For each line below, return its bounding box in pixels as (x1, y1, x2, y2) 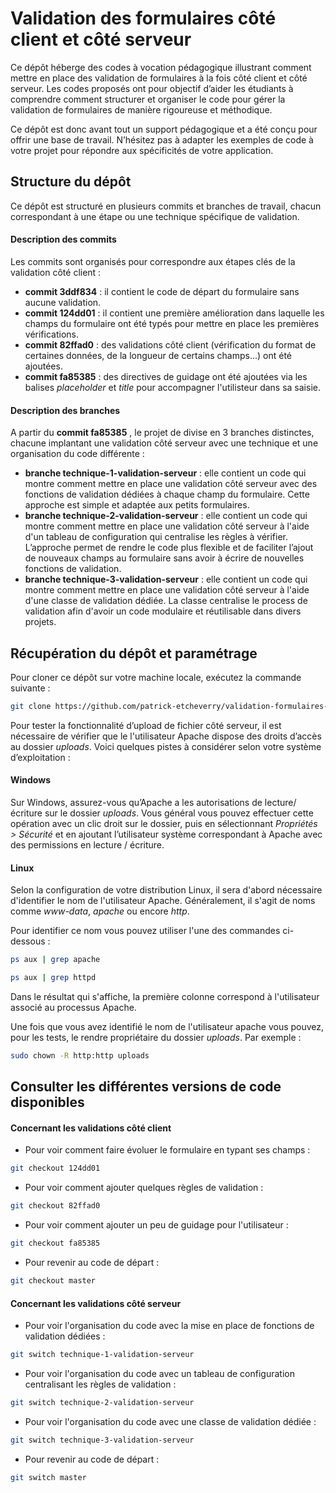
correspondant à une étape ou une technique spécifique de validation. (10, 210, 300, 222)
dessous (10, 935, 46, 947)
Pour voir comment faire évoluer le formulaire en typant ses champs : (24, 1144, 311, 1156)
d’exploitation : (10, 751, 71, 763)
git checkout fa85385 (10, 1238, 101, 1249)
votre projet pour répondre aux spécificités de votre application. (10, 144, 274, 156)
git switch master (10, 1472, 87, 1482)
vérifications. (24, 328, 79, 340)
